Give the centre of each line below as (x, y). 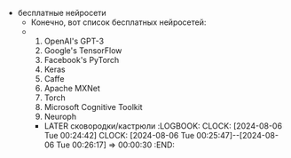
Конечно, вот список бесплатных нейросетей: (118, 22)
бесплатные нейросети (62, 13)
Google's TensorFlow (83, 51)
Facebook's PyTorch (82, 60)
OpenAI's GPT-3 (74, 41)
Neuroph (60, 116)
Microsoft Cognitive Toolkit (94, 107)
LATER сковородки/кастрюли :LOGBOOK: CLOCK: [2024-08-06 (163, 126)
